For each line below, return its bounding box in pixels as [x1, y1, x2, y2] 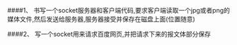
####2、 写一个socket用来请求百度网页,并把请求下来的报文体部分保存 [7, 30, 211, 38]
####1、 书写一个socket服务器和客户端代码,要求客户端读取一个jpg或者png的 [7, 6, 231, 14]
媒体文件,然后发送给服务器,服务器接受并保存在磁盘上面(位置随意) [7, 15, 196, 23]
